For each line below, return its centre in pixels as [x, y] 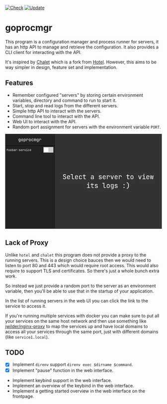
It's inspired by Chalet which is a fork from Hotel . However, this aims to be [81, 62]
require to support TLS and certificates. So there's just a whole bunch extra [82, 271]
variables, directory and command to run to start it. [64, 100]
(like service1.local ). [27, 337]
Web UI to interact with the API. [44, 121]
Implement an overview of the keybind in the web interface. [73, 386]
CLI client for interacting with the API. [43, 52]
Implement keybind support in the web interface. [62, 380]
